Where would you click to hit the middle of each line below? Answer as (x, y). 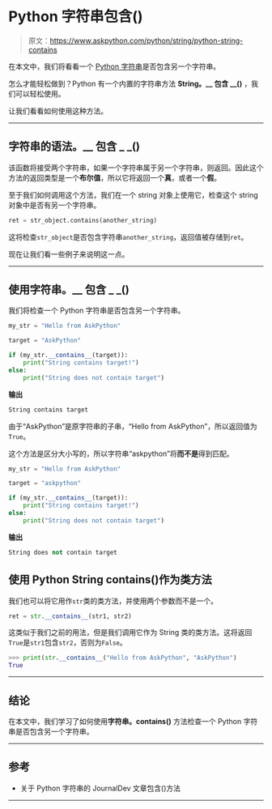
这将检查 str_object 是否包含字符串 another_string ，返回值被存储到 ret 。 (128, 236)
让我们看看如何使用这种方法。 (58, 111)
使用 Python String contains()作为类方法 (110, 580)
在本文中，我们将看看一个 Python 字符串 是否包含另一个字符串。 (115, 66)
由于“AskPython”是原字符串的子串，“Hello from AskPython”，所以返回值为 (133, 426)
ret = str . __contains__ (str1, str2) (70, 616)
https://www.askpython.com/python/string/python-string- (147, 40)
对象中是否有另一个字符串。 (55, 205)
